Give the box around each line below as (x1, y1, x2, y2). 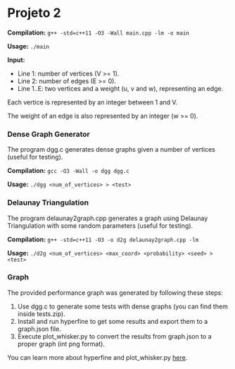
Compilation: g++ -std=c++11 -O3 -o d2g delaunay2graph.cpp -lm (7, 235, 199, 243)
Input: (7, 55, 25, 64)
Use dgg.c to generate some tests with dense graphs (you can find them (17, 302, 229, 310)
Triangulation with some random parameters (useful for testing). (7, 221, 193, 230)
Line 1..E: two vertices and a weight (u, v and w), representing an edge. (17, 84, 224, 92)
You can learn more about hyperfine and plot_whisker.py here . (7, 353, 188, 361)
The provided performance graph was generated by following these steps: (7, 288, 223, 297)
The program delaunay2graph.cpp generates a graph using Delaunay (7, 214, 208, 222)
